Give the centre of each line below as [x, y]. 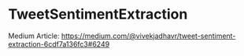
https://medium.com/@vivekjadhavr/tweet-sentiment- [148, 36]
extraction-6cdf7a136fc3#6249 [59, 44]
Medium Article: [34, 36]
